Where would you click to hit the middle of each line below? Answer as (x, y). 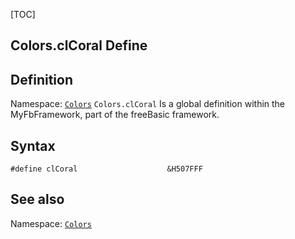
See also (37, 199)
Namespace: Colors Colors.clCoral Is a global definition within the (148, 104)
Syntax (33, 145)
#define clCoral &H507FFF (106, 169)
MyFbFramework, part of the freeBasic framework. (115, 115)
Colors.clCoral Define (79, 45)
